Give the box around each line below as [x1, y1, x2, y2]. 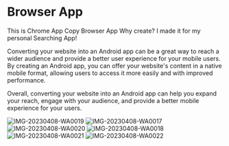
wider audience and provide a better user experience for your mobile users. [7, 54, 221, 62]
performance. [7, 76, 46, 84]
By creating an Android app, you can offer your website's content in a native [7, 61, 222, 70]
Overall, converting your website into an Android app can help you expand [7, 89, 217, 98]
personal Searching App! [7, 33, 77, 42]
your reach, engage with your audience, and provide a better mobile [7, 96, 200, 104]
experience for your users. [7, 104, 82, 112]
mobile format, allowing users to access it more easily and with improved [7, 69, 213, 77]
